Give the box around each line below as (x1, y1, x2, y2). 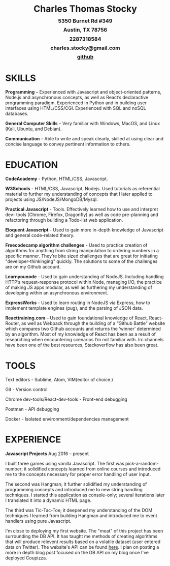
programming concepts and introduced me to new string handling (5, 487, 143, 493)
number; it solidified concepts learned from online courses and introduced (5, 466, 161, 472)
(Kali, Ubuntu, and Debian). (5, 126, 62, 132)
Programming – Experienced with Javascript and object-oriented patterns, (5, 89, 161, 95)
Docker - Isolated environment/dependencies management (5, 416, 129, 422)
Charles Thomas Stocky (33, 3, 137, 15)
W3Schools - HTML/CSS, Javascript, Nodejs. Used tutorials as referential (5, 186, 160, 192)
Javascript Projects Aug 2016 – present (5, 451, 89, 457)
